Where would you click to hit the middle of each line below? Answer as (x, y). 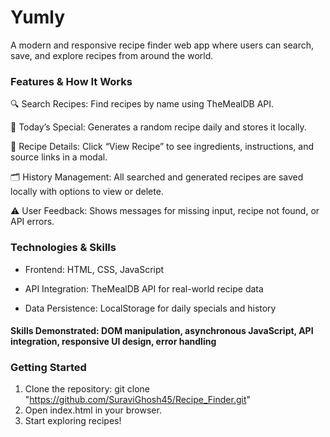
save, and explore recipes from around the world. (112, 55)
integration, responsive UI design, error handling (113, 342)
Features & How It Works (71, 81)
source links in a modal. (59, 157)
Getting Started (48, 368)
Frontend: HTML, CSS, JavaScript (94, 269)
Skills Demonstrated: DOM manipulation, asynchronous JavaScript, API (162, 331)
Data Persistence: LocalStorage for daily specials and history (150, 308)
